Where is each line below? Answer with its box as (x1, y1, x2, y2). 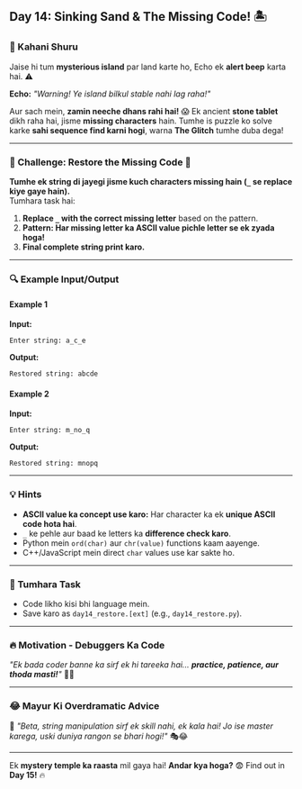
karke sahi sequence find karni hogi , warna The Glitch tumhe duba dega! (9, 124, 284, 135)
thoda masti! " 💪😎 (9, 669, 75, 680)
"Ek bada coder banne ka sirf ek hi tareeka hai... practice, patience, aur (9, 659, 280, 670)
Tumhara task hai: (9, 195, 75, 206)
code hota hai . (22, 518, 77, 529)
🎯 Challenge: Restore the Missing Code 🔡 (9, 156, 191, 168)
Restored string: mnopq (9, 459, 99, 468)
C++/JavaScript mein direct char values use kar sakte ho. (22, 547, 235, 558)
